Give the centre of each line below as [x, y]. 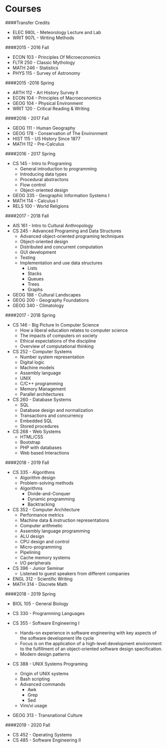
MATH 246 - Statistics [35, 68]
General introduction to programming [58, 169]
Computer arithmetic [41, 525]
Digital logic [32, 362]
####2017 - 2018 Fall [27, 216]
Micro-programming [41, 547]
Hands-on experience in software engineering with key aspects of [88, 633]
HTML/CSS [32, 436]
